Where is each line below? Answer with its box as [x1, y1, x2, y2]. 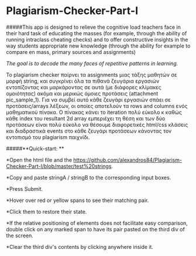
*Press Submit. [6, 185, 43, 192]
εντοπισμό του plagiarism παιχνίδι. [6, 133, 90, 140]
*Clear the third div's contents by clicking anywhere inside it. [6, 243, 154, 250]
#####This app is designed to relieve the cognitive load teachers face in [6, 23, 181, 31]
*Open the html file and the [6, 156, 72, 163]
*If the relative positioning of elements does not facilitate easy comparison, [6, 219, 188, 227]
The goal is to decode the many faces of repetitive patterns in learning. [6, 60, 178, 67]
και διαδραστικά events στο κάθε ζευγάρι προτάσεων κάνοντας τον [6, 127, 172, 134]
